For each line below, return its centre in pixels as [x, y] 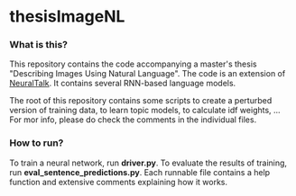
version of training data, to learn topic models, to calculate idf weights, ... [145, 111]
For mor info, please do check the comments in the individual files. [133, 120]
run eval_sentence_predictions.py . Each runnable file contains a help [140, 172]
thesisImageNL [67, 17]
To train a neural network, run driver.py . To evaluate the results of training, [148, 163]
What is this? [38, 45]
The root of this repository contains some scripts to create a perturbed [141, 101]
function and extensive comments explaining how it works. [119, 182]
